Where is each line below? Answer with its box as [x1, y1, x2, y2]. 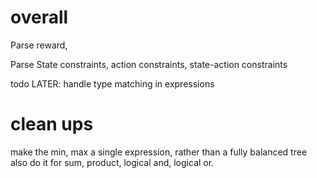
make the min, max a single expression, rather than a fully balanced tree [10, 146, 308, 158]
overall [10, 6, 69, 29]
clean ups [10, 113, 94, 136]
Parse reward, [10, 39, 68, 51]
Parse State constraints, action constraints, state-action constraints [10, 58, 288, 70]
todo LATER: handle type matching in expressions [10, 77, 215, 90]
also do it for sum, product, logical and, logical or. [10, 156, 215, 168]
